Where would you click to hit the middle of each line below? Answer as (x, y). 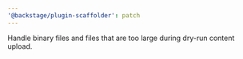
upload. (20, 46)
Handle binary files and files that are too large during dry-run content (121, 38)
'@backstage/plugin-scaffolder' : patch (74, 15)
